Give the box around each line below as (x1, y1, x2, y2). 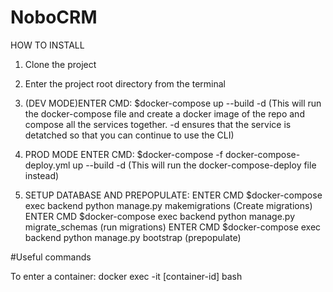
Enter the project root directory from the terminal (24, 77, 227, 90)
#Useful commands (10, 251, 92, 263)
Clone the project (24, 58, 97, 70)
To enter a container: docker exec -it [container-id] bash (10, 270, 243, 282)
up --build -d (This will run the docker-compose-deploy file (72, 159, 317, 171)
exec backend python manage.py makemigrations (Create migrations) (24, 199, 313, 211)
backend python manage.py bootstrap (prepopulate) (24, 231, 242, 243)
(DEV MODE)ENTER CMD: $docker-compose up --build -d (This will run (24, 97, 322, 109)
